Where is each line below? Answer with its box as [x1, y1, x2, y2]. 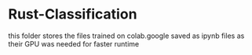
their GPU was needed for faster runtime [8, 39, 140, 48]
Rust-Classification [8, 5, 137, 23]
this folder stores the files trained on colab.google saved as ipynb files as [8, 31, 245, 40]
